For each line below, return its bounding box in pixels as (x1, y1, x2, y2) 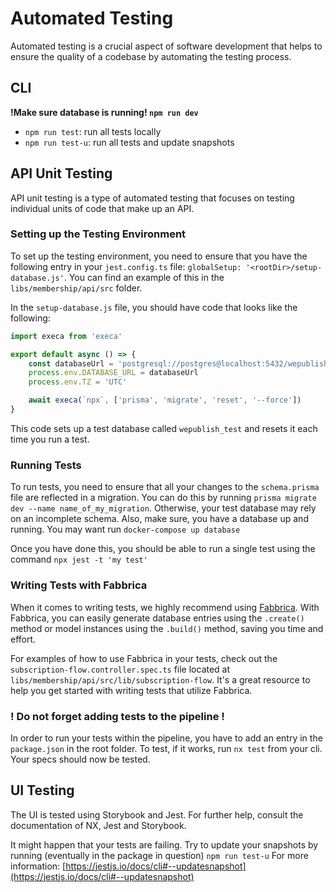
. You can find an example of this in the (63, 271, 225, 283)
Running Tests (10, 458, 82, 472)
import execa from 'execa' (10, 331, 123, 341)
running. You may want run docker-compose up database (10, 523, 241, 536)
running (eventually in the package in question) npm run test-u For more (10, 849, 309, 861)
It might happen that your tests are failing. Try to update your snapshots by (10, 838, 319, 851)
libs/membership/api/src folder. (10, 282, 143, 294)
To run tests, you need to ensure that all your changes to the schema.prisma (10, 481, 320, 493)
